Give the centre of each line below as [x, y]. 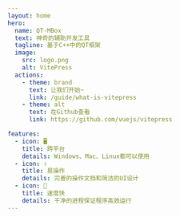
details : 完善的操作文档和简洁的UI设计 [80, 179]
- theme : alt [44, 105]
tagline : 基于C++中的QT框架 [58, 45]
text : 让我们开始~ [56, 90]
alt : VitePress [47, 68]
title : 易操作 [44, 171]
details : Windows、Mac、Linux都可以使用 [86, 156]
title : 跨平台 [44, 148]
